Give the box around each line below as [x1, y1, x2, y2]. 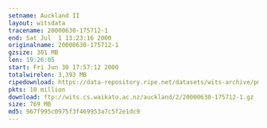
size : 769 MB [8, 100, 52, 108]
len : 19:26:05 [8, 56, 56, 64]
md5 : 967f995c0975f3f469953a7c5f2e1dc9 [8, 108, 141, 116]
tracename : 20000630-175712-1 [8, 26, 109, 34]
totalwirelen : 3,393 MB [8, 71, 87, 79]
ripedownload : [8, 78, 56, 86]
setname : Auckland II [8, 11, 80, 20]
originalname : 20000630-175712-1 [8, 41, 119, 49]
